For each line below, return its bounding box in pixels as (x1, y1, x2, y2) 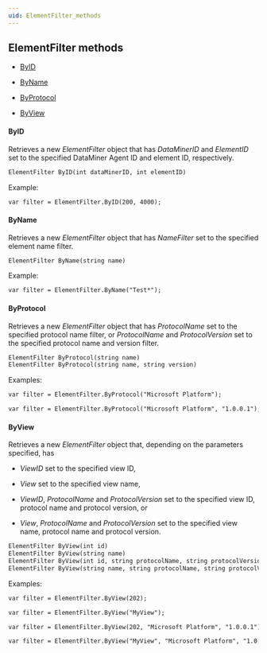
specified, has (8, 449, 55, 458)
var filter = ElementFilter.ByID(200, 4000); (8, 198, 161, 206)
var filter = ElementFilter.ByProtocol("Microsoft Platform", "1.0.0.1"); (8, 405, 261, 414)
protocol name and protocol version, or (19, 503, 149, 513)
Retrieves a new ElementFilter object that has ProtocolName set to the (8, 321, 238, 331)
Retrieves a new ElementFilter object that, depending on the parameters (8, 440, 244, 449)
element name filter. (8, 241, 74, 251)
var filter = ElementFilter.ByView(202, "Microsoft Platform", (8, 623, 222, 631)
